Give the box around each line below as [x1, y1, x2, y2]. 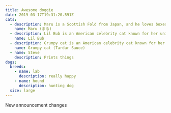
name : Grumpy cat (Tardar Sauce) [14, 45, 85, 50]
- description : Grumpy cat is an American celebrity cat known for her [10, 41, 165, 46]
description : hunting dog [18, 83, 74, 88]
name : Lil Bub [14, 36, 44, 41]
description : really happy [18, 74, 76, 79]
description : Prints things [14, 54, 74, 60]
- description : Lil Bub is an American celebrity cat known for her [10, 31, 158, 36]
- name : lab [14, 69, 40, 74]
